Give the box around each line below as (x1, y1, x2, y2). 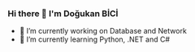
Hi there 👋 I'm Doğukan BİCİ (7, 8, 119, 19)
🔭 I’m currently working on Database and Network (19, 26, 188, 36)
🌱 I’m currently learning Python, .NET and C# (19, 34, 171, 44)
